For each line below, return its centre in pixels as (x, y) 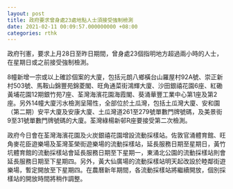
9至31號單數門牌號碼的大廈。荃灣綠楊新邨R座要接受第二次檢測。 (100, 121)
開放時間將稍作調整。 (56, 179)
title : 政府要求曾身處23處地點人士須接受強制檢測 (70, 20)
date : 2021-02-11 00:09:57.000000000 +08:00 (72, 26)
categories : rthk (32, 33)
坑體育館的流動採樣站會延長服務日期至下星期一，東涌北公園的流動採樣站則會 (116, 153)
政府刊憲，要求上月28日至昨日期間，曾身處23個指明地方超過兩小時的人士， (115, 54)
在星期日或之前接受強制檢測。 (50, 63)
